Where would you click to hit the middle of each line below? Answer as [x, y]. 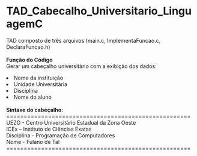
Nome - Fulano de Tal [33, 142]
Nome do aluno [33, 97]
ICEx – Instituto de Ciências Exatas [49, 129]
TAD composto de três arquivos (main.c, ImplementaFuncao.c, [83, 40]
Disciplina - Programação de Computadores [61, 135]
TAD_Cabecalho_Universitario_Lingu [99, 11]
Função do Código [29, 60]
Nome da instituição [39, 78]
